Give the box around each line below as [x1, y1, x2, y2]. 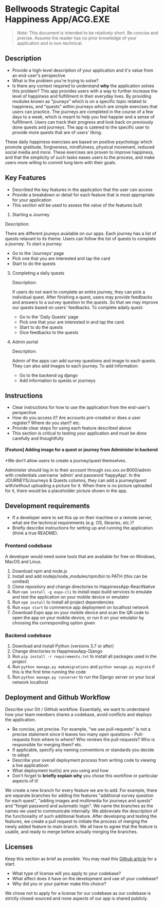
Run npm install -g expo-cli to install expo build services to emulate [12, 588, 152, 595]
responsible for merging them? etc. [12, 741, 83, 747]
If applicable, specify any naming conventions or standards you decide [12, 747, 155, 753]
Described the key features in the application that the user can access [12, 187, 153, 192]
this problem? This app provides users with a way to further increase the [12, 88, 158, 94]
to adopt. [12, 752, 31, 758]
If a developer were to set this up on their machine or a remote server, [12, 515, 152, 521]
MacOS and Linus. [5, 559, 42, 565]
